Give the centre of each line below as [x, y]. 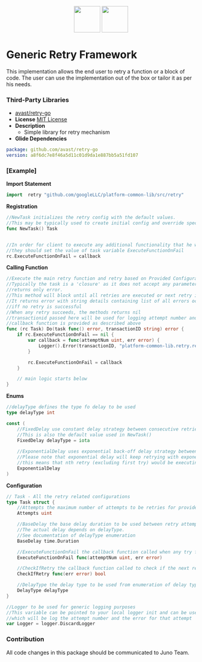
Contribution [25, 639]
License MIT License [41, 119]
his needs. [19, 84]
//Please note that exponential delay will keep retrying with [98, 457]
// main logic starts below [52, 379]
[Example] [22, 171]
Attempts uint [35, 513]
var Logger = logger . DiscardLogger [51, 624]
